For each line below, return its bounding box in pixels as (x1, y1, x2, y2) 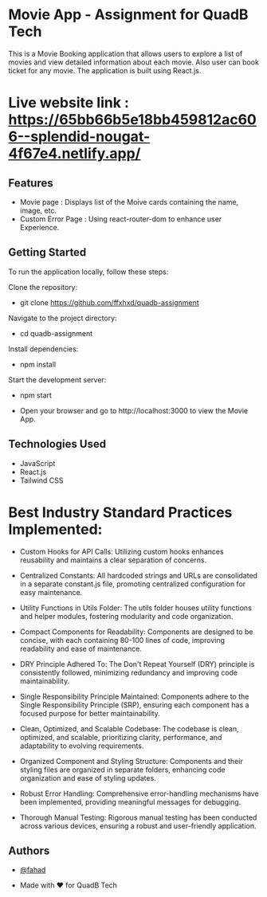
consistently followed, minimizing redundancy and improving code (19, 668, 238, 677)
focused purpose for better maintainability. (19, 708, 161, 718)
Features (8, 176, 53, 190)
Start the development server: (8, 374, 107, 384)
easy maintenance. (19, 587, 83, 597)
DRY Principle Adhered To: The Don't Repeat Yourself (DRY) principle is (19, 659, 255, 668)
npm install (19, 359, 57, 369)
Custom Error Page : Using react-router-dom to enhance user (19, 213, 222, 224)
